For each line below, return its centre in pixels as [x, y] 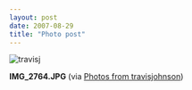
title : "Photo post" [48, 34]
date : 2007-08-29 [42, 26]
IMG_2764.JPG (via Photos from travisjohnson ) [96, 77]
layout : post [33, 17]
